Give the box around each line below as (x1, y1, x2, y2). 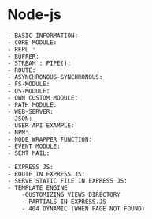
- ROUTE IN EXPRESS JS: (7, 170, 86, 178)
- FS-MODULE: (7, 80, 50, 88)
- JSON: (7, 115, 33, 123)
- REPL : (7, 45, 36, 53)
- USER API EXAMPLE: (7, 121, 76, 130)
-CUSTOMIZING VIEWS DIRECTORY (21, 191, 121, 198)
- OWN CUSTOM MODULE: (7, 93, 79, 102)
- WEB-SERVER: (7, 108, 54, 115)
